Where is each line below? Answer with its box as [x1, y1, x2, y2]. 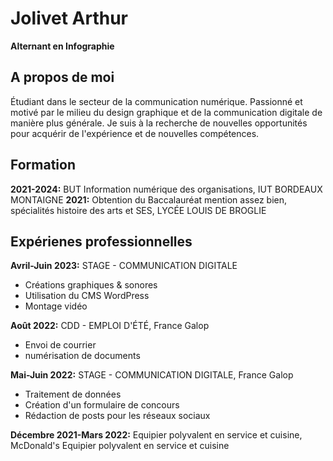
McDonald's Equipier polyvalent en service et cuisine [10, 440, 230, 452]
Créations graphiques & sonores [24, 279, 158, 291]
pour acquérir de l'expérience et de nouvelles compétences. [10, 127, 260, 139]
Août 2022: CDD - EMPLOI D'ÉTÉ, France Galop [10, 320, 210, 332]
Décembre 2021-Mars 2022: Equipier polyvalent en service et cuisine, [10, 429, 303, 441]
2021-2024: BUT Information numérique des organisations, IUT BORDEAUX [10, 183, 323, 195]
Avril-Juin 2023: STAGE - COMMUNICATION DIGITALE [10, 260, 238, 272]
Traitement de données [24, 388, 122, 401]
